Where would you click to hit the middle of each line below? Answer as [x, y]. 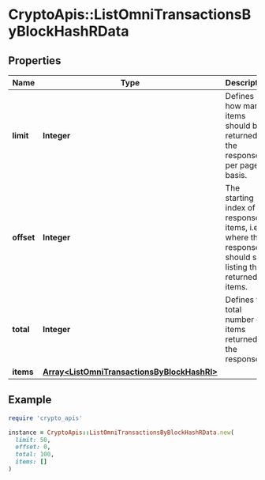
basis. [236, 175]
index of [240, 208]
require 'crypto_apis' [45, 418]
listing [236, 267]
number [240, 319]
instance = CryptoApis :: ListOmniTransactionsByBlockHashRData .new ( [121, 433]
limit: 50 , [33, 440]
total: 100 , [35, 455]
